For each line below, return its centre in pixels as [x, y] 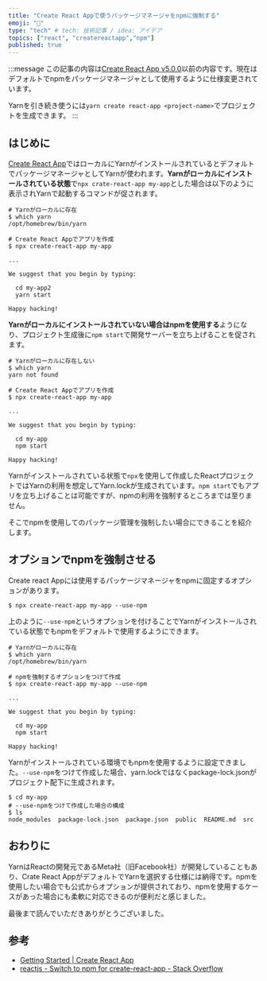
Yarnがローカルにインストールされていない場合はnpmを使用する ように [124, 324]
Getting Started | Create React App [77, 960]
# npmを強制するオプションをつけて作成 [65, 677]
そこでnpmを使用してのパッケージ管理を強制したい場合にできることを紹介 [130, 522]
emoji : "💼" [26, 23]
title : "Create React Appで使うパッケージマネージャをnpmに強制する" [114, 16]
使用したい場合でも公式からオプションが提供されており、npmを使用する [126, 886]
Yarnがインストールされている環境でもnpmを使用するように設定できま [124, 762]
